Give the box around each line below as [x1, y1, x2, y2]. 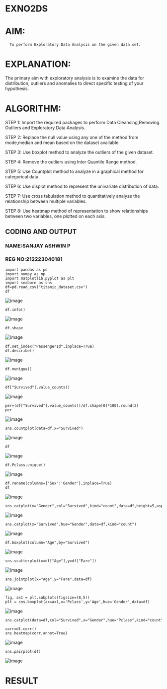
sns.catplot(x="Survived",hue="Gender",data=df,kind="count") [5, 522, 137, 527]
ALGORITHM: [5, 103, 61, 114]
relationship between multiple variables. [5, 198, 87, 204]
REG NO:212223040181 [5, 256, 63, 263]
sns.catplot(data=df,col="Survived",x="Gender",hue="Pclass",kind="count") [5, 617, 166, 622]
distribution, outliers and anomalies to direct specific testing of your [5, 80, 144, 86]
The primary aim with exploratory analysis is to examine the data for [5, 75, 144, 81]
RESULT [5, 675, 39, 686]
